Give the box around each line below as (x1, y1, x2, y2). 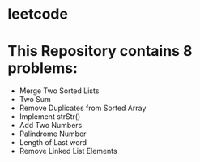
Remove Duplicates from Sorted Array (19, 103, 147, 113)
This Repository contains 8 (7, 42, 193, 61)
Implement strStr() (19, 112, 81, 122)
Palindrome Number (19, 129, 87, 139)
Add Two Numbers (19, 121, 83, 130)
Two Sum (19, 95, 52, 104)
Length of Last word (19, 138, 87, 147)
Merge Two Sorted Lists (19, 86, 100, 96)
